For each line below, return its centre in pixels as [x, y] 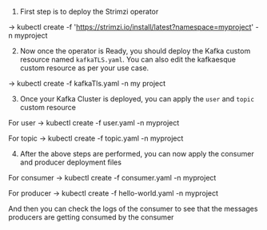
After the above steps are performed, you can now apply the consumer [137, 154]
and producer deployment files [71, 162]
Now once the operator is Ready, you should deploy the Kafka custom [135, 51]
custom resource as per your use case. [84, 68]
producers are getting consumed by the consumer [91, 217]
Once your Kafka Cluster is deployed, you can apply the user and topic [137, 99]
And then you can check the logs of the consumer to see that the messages [133, 208]
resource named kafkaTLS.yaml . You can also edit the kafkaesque [128, 59]
